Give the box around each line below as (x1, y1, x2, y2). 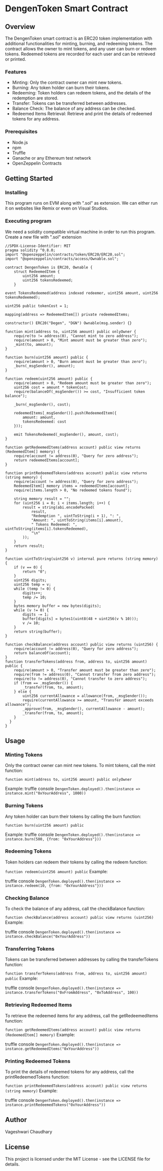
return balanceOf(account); (14, 650, 71, 655)
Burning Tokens (5, 802, 43, 809)
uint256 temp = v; (14, 582, 51, 587)
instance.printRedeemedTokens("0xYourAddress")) (5, 1102, 106, 1107)
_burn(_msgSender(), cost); (14, 402, 71, 407)
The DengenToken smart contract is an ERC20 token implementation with (5, 35, 153, 41)
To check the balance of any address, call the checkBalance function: (5, 906, 145, 911)
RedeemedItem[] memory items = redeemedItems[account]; (14, 483, 130, 488)
